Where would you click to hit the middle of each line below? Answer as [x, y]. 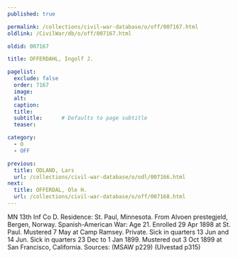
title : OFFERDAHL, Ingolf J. [50, 59]
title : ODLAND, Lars [44, 170]
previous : [22, 163]
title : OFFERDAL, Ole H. [50, 190]
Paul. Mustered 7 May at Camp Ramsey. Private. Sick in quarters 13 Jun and [118, 232]
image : [23, 92]
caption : [27, 105]
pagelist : [22, 72]
